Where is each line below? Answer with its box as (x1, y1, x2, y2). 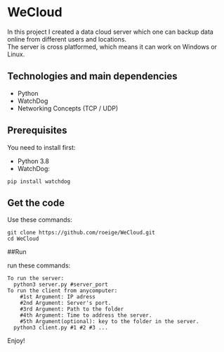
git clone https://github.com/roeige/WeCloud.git (7, 230, 156, 237)
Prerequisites (7, 125, 67, 137)
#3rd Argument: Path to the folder (20, 306, 124, 313)
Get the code (7, 196, 65, 208)
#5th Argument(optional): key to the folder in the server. (20, 318, 199, 325)
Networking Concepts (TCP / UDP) (17, 103, 119, 113)
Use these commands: (7, 215, 72, 224)
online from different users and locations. (7, 34, 127, 43)
